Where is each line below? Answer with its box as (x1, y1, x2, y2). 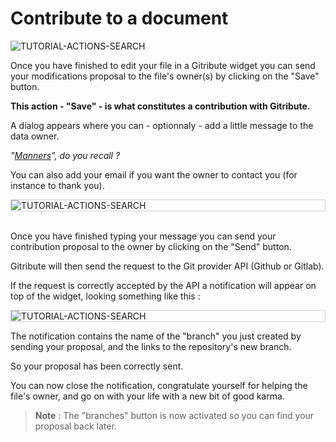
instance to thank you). (10, 179, 105, 191)
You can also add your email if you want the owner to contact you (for (10, 168, 298, 181)
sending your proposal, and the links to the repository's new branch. (10, 340, 292, 352)
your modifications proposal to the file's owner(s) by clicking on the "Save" (10, 70, 320, 82)
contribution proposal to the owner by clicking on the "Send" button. (10, 240, 292, 252)
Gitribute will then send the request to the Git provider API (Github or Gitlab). (10, 260, 325, 272)
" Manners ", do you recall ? (10, 149, 121, 161)
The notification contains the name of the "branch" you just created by (10, 330, 302, 342)
